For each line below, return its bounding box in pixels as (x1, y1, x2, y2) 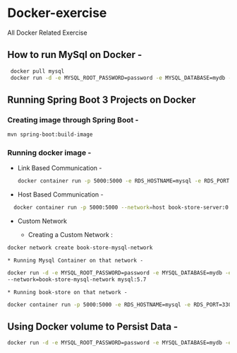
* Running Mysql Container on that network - (7, 257, 143, 264)
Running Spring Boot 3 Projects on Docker (7, 93, 196, 105)
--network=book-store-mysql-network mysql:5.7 (7, 276, 147, 283)
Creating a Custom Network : (28, 231, 113, 239)
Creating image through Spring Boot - (7, 115, 139, 125)
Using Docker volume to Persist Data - (7, 320, 178, 332)
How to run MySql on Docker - (7, 49, 142, 61)
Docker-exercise (7, 5, 107, 21)
